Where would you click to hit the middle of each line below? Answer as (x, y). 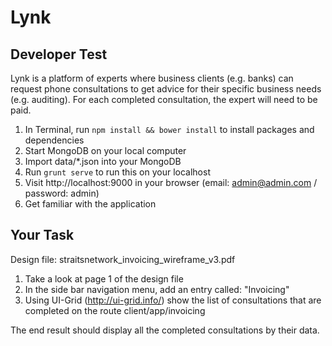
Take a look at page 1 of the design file (104, 278)
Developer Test (59, 54)
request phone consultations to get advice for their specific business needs (166, 89)
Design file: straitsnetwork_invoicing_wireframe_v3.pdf (123, 259)
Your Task (42, 235)
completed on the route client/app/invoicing (115, 310)
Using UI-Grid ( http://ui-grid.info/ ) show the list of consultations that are (173, 300)
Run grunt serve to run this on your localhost (117, 172)
